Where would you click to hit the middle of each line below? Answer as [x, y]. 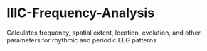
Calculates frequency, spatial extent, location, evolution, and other [103, 33]
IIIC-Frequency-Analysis [81, 13]
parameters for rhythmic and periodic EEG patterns [82, 40]
